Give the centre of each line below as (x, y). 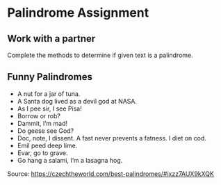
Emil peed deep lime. (47, 145)
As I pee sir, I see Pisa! (49, 108)
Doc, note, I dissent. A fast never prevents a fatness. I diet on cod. (112, 138)
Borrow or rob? (39, 115)
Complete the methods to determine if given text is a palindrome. (100, 55)
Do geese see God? (46, 131)
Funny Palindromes (50, 77)
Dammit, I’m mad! (42, 123)
